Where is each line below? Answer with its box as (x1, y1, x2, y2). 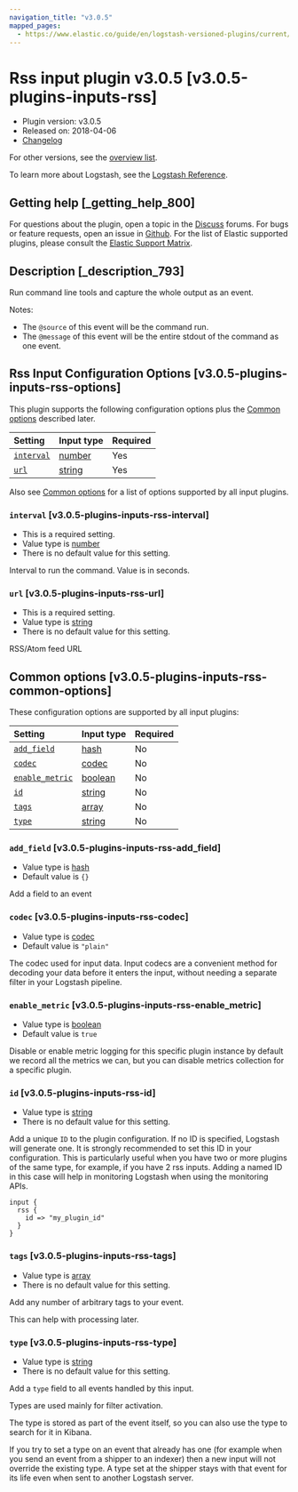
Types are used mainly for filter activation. (9, 1400, 163, 1410)
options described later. (9, 413, 96, 423)
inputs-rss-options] (9, 380, 122, 396)
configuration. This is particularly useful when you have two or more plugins (9, 1152, 288, 1163)
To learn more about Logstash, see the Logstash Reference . (9, 170, 228, 180)
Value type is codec (21, 931, 95, 942)
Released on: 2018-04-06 (21, 125, 117, 136)
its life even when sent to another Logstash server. (9, 1472, 194, 1483)
